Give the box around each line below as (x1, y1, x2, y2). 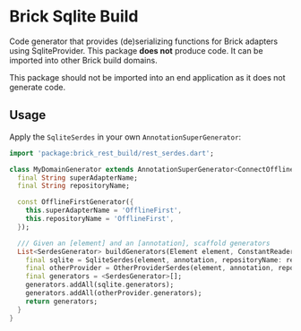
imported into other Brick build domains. (9, 55, 159, 65)
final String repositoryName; (17, 182, 130, 191)
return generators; (25, 297, 99, 306)
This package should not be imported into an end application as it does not (9, 72, 286, 82)
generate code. (9, 81, 66, 92)
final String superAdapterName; (17, 173, 139, 182)
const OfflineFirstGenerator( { (17, 198, 134, 207)
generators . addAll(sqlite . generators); (25, 280, 175, 290)
